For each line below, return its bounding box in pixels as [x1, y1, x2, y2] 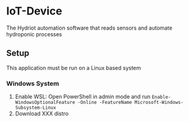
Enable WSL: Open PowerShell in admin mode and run [15, 93, 151, 100]
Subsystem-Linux [15, 104, 56, 111]
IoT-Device [6, 4, 62, 18]
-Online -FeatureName [78, 100, 132, 106]
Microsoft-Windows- [134, 100, 184, 106]
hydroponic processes [6, 30, 62, 37]
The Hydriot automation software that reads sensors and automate [6, 24, 173, 31]
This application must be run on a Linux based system [6, 64, 141, 71]
